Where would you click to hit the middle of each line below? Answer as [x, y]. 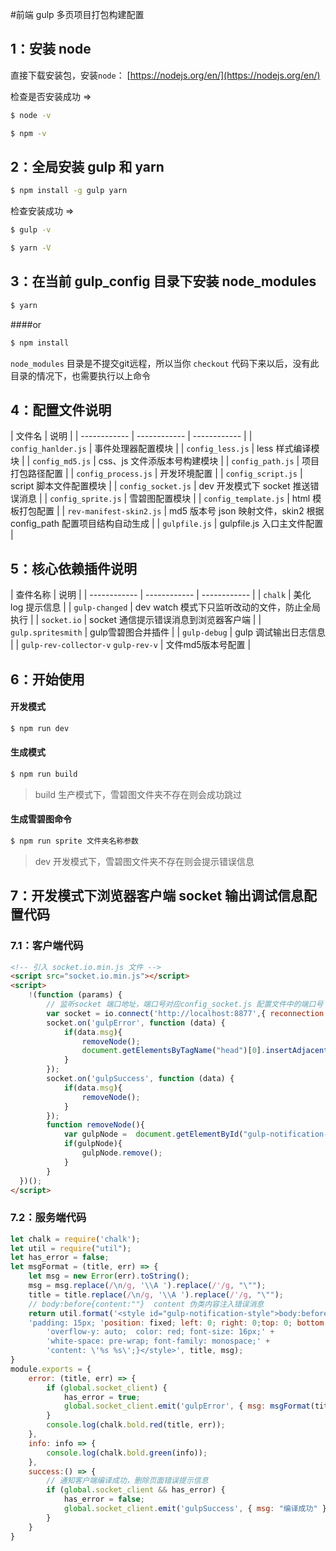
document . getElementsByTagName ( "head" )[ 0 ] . [174, 1051]
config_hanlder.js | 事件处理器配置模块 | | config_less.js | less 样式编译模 [165, 449]
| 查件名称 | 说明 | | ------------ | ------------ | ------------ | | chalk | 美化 [161, 595]
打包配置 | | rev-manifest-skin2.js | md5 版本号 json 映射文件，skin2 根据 [171, 511]
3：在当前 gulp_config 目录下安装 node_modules [163, 281]
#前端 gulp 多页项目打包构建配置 [77, 14]
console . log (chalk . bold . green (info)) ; [127, 1453]
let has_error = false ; [60, 1258]
